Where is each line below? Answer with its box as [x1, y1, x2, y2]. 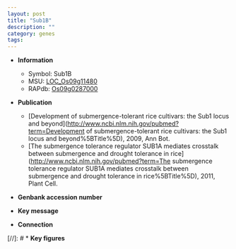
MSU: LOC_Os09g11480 [28, 77, 98, 85]
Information [17, 56, 54, 64]
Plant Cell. [28, 179, 58, 188]
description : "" [7, 23, 55, 30]
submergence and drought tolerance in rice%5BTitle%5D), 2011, [28, 172, 216, 181]
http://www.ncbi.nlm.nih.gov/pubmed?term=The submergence [30, 157, 213, 166]
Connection [17, 220, 53, 229]
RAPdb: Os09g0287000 [28, 85, 98, 93]
